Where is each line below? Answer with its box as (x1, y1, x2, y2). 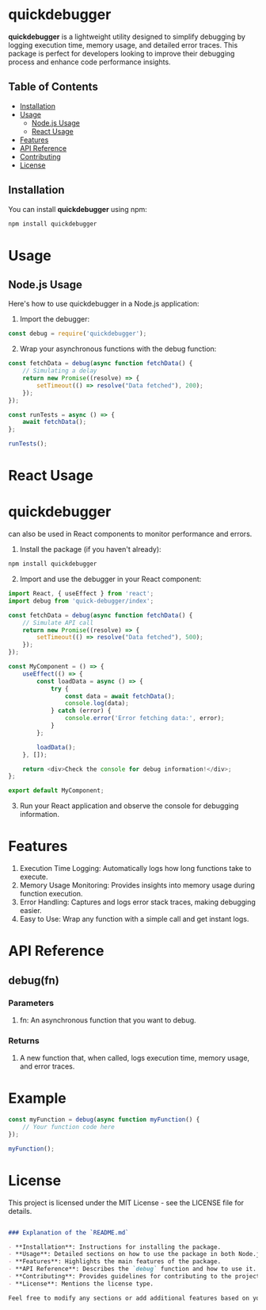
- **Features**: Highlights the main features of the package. (8, 1258, 222, 1266)
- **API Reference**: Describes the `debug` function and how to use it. (8, 1265, 257, 1273)
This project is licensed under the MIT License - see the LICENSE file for (8, 1197, 244, 1208)
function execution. (19, 889, 83, 899)
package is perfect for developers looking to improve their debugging (8, 48, 235, 58)
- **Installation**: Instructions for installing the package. (8, 1243, 222, 1251)
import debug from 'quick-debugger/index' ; (8, 597, 154, 605)
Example (8, 1089, 66, 1108)
